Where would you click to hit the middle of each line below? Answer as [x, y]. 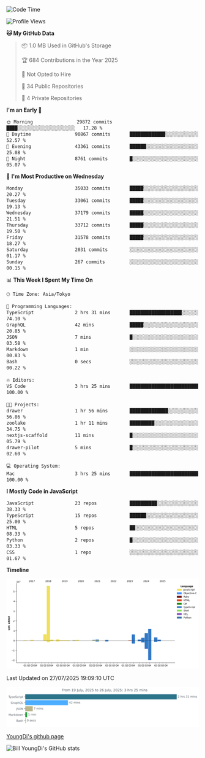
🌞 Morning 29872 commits [59, 122]
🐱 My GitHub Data [31, 33]
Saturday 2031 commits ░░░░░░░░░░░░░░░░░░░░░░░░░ [102, 250]
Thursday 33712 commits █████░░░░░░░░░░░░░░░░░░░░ [102, 225]
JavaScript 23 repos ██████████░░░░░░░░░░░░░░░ [102, 503]
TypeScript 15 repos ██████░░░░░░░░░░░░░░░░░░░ [102, 516]
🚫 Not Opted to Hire [46, 74]
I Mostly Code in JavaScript [42, 491]
